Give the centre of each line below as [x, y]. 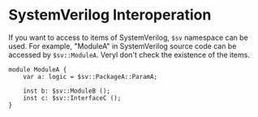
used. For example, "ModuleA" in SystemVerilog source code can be [123, 45]
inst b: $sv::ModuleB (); [67, 91]
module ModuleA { [38, 69]
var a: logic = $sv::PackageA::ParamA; [90, 76]
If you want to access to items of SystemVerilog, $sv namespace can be [129, 37]
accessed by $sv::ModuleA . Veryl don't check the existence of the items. [129, 54]
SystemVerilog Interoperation [110, 15]
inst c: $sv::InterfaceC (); [72, 98]
